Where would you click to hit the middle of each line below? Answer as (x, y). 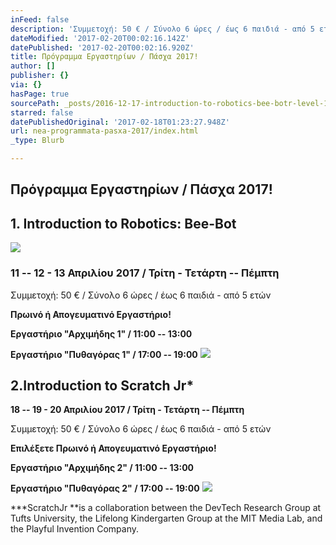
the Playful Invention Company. (75, 529)
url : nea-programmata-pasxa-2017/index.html (104, 131)
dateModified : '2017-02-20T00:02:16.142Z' (100, 38)
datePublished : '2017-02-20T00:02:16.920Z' (102, 47)
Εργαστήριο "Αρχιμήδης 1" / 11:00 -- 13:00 (101, 333)
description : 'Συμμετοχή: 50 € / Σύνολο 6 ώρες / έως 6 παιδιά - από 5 (162, 29)
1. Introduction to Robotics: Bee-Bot (123, 223)
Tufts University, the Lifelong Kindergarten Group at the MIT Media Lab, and (166, 518)
